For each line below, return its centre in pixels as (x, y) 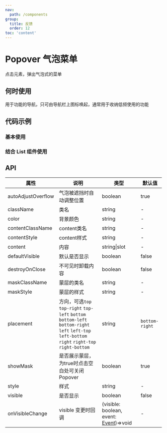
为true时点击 (74, 363)
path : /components (29, 14)
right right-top (78, 342)
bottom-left (73, 320)
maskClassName (27, 282)
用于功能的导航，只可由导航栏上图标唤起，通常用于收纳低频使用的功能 (77, 104)
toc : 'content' (21, 33)
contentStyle (23, 237)
